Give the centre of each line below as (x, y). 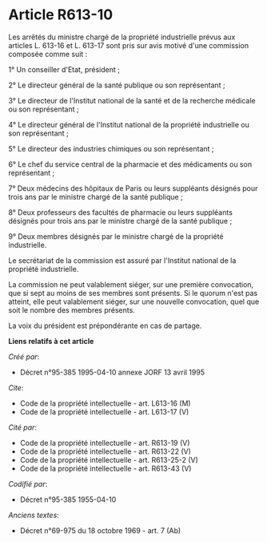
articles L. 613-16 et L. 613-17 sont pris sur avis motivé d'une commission (129, 45)
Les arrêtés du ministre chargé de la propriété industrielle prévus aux (122, 37)
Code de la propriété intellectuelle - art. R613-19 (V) (105, 443)
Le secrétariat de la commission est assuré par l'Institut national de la (122, 260)
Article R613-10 (61, 15)
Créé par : (24, 356)
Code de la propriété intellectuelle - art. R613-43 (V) (106, 468)
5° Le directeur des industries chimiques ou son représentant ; (111, 148)
